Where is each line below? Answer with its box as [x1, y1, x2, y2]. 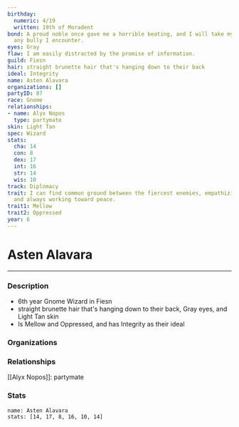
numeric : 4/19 [14, 17, 55, 24]
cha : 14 [14, 143, 37, 150]
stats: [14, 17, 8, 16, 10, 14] [7, 413, 103, 421]
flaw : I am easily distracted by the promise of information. [7, 51, 196, 58]
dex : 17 [14, 156, 37, 164]
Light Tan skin [17, 312, 59, 321]
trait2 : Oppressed [7, 210, 62, 217]
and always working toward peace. [14, 196, 116, 203]
